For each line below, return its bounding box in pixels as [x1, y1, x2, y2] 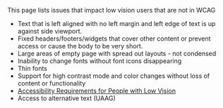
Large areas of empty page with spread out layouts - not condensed [17, 49, 217, 58]
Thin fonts [17, 65, 47, 72]
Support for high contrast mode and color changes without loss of [17, 72, 210, 80]
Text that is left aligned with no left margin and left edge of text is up [17, 20, 216, 27]
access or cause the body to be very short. [17, 42, 143, 50]
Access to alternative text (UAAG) [17, 94, 116, 102]
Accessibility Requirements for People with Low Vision [17, 87, 176, 95]
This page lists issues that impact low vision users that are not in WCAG [7, 6, 216, 14]
